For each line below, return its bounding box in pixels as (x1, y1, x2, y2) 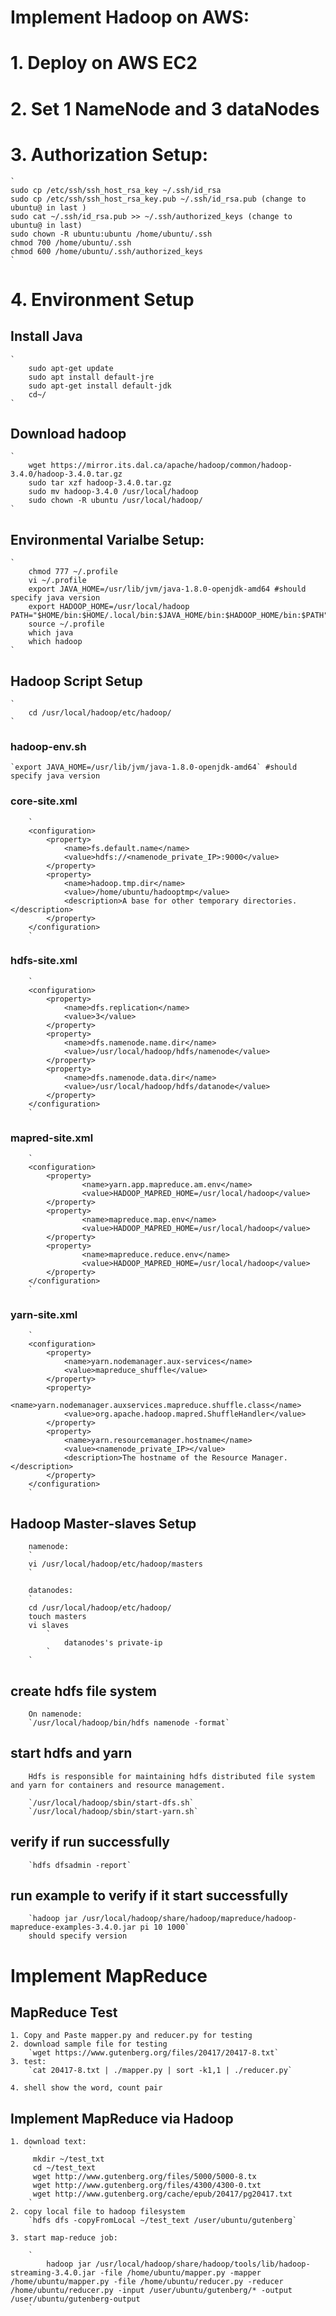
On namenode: (28, 1709, 83, 1720)
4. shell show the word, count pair (10, 2083, 163, 2093)
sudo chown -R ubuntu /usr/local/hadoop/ (28, 496, 203, 506)
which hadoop (28, 637, 83, 647)
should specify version (28, 1931, 128, 1941)
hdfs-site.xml (10, 954, 78, 968)
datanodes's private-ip (63, 1638, 163, 1648)
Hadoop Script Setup (10, 672, 143, 690)
